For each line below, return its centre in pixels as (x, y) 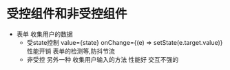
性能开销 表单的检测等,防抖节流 (71, 51)
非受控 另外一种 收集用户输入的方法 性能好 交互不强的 (103, 59)
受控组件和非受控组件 (67, 14)
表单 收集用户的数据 (44, 34)
